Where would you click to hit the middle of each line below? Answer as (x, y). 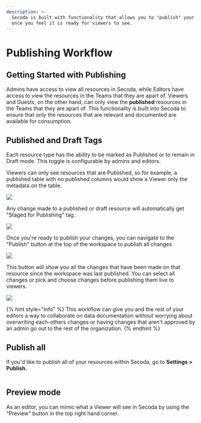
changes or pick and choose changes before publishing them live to (90, 280)
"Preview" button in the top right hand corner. (62, 413)
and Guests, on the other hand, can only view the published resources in (97, 102)
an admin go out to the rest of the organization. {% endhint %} (83, 329)
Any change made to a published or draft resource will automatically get (95, 209)
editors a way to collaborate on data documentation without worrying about (100, 316)
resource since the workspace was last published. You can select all (91, 274)
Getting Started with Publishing (66, 75)
